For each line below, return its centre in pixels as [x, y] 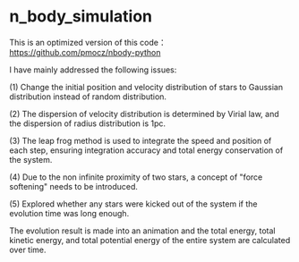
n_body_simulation [81, 17]
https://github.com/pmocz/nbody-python [85, 52]
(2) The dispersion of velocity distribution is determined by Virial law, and [144, 114]
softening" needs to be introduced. [74, 186]
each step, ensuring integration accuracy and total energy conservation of [146, 150]
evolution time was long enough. [69, 213]
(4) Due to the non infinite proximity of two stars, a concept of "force [136, 177]
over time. [28, 249]
